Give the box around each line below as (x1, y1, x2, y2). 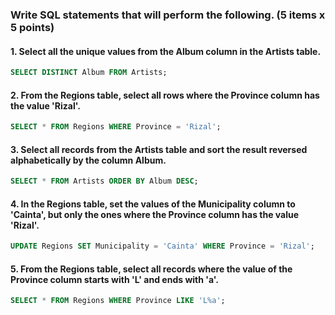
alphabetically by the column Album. (10, 154, 167, 166)
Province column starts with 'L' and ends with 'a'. (10, 273, 220, 285)
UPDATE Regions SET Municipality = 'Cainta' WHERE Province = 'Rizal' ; (10, 241, 315, 252)
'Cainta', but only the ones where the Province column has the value (10, 208, 300, 220)
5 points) (10, 20, 55, 34)
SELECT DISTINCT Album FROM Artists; (10, 68, 168, 78)
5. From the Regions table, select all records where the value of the (10, 263, 293, 275)
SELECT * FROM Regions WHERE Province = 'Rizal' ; (10, 122, 222, 132)
